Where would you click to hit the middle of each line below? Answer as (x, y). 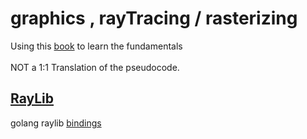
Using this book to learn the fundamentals (96, 46)
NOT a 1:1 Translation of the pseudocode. (95, 67)
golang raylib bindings (56, 123)
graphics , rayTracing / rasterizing (154, 18)
